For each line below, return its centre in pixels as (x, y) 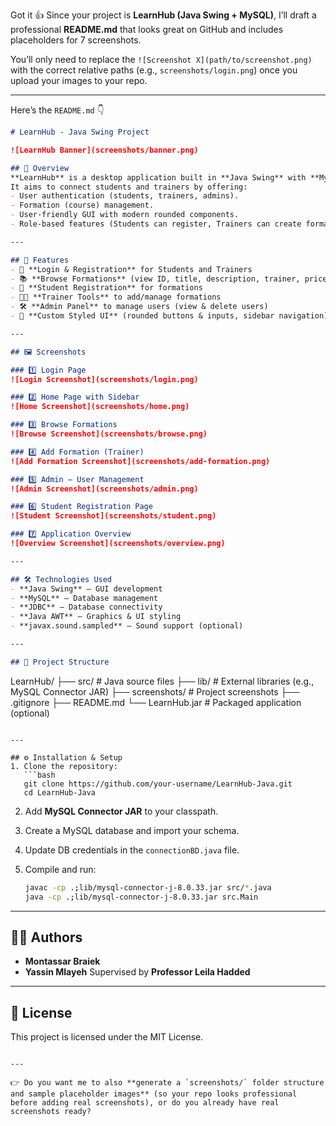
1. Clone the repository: (64, 766)
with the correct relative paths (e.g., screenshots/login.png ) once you (154, 70)
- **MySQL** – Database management (84, 598)
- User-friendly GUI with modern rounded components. (125, 215)
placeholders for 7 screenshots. (76, 40)
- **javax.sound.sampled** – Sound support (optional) (127, 626)
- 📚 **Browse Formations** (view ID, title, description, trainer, (155, 279)
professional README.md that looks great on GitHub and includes (147, 29)
